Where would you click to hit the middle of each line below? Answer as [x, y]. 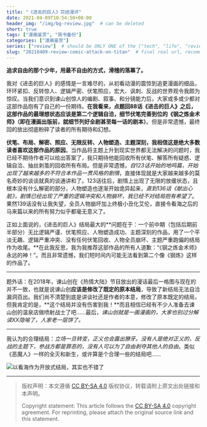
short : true [21, 29]
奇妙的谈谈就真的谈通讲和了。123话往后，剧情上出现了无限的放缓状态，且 [105, 180]
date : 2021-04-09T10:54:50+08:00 [49, 18]
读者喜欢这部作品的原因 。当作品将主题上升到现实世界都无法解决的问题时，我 [103, 150]
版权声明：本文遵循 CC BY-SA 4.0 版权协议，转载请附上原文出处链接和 [111, 386]
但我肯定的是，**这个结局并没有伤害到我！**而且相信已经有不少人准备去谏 [101, 304]
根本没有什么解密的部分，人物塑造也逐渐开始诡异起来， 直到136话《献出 [97, 188]
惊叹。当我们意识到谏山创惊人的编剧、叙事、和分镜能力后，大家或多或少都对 [103, 98]
